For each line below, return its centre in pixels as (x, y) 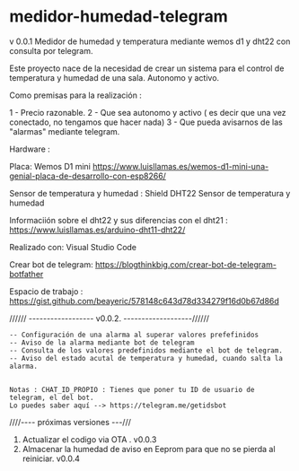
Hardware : (30, 149)
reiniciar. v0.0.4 (51, 458)
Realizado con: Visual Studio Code (73, 247)
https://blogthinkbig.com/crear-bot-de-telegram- (185, 264)
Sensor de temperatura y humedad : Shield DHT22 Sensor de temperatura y (150, 193)
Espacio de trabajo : (46, 291)
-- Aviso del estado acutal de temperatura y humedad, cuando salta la (146, 358)
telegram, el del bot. (52, 397)
